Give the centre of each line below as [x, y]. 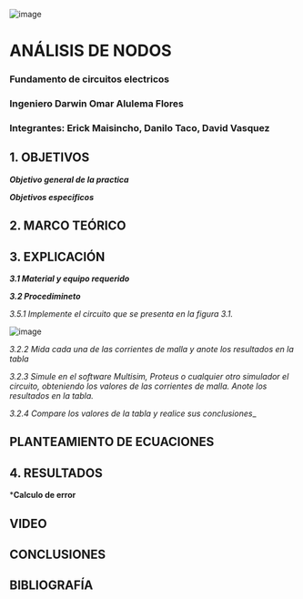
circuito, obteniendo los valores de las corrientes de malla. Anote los [138, 386]
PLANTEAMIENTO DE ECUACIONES [112, 442]
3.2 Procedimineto [45, 296]
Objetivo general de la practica [69, 179]
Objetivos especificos [52, 197]
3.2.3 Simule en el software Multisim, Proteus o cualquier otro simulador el [149, 376]
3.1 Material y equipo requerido [70, 279]
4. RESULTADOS [56, 473]
